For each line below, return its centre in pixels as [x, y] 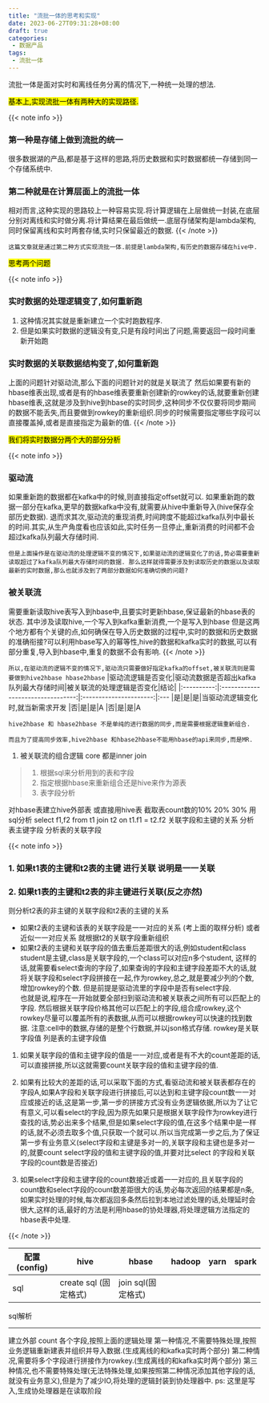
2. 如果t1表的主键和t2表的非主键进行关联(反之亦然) [105, 892]
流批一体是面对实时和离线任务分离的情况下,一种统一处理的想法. [112, 84]
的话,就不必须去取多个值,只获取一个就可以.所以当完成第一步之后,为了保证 [140, 1132]
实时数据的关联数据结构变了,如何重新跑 [83, 364]
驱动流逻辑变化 [233, 697]
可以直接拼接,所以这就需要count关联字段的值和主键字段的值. [119, 1065]
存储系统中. [34, 169]
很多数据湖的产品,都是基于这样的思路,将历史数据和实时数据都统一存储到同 [130, 159]
